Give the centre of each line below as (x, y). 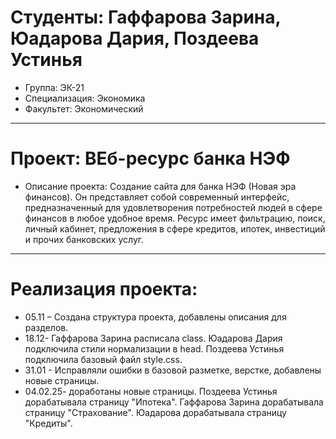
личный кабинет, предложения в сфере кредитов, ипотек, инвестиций (175, 228)
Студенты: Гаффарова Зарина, (146, 17)
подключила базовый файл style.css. (103, 359)
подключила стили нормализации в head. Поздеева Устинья (154, 348)
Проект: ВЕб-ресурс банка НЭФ (150, 158)
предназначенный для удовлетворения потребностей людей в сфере (173, 207)
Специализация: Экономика (85, 98)
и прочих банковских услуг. (84, 239)
